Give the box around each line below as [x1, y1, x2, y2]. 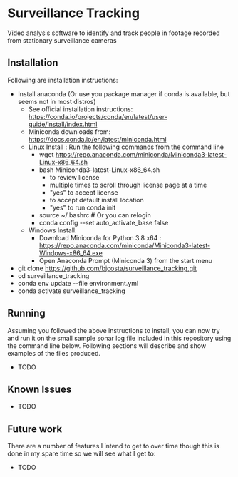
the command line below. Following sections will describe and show [7, 341, 207, 350]
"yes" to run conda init [49, 203, 116, 212]
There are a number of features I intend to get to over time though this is [7, 442, 219, 451]
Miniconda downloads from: [28, 127, 111, 136]
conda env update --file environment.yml [17, 279, 139, 287]
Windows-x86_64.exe [38, 248, 103, 257]
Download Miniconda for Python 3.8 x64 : [38, 233, 162, 242]
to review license [49, 173, 100, 181]
